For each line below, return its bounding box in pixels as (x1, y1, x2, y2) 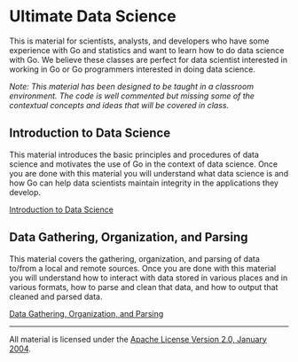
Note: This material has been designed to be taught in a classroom (9, 81, 255, 91)
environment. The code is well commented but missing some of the (9, 90, 255, 101)
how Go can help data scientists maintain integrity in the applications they (9, 177, 279, 188)
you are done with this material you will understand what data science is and (9, 168, 289, 178)
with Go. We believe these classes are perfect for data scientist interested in (9, 54, 288, 65)
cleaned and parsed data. (9, 291, 104, 302)
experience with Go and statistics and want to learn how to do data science (9, 44, 285, 55)
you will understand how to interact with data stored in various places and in (9, 272, 288, 283)
